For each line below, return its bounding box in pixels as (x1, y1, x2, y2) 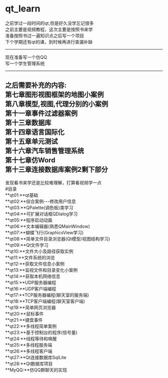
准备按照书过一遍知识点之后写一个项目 (5, 32, 84, 38)
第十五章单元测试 (5, 137, 58, 146)
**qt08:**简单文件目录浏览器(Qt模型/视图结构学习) (5, 236, 110, 242)
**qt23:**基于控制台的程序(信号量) (5, 329, 77, 335)
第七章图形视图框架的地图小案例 (5, 90, 104, 99)
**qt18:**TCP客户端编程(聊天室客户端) (5, 298, 85, 304)
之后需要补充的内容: (5, 81, 67, 90)
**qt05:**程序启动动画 (5, 217, 52, 223)
